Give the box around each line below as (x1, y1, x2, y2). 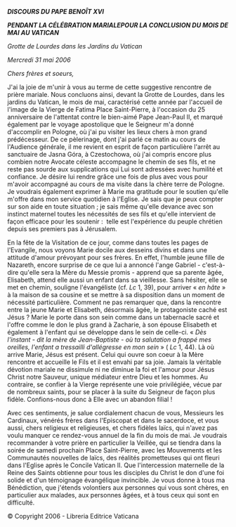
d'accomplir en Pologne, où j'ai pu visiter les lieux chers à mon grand (7, 128, 207, 136)
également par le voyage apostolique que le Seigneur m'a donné (7, 120, 195, 129)
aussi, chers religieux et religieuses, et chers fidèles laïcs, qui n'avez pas (7, 424, 218, 432)
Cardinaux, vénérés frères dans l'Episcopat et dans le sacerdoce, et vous (7, 416, 219, 424)
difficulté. (7, 498, 35, 507)
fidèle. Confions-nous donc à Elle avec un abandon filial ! (7, 395, 173, 403)
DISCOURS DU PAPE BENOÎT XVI (7, 8, 104, 15)
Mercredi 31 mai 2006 (7, 56, 72, 64)
